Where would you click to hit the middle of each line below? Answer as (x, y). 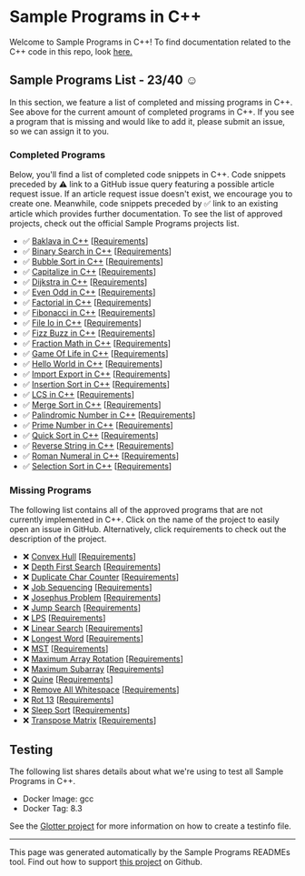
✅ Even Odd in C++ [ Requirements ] (89, 292)
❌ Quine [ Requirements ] (68, 680)
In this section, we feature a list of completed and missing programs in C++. (151, 102)
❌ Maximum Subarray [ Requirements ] (93, 670)
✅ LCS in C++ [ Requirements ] (78, 395)
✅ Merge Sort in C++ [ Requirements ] (92, 405)
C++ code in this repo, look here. (71, 51)
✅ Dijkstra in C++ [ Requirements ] (85, 282)
